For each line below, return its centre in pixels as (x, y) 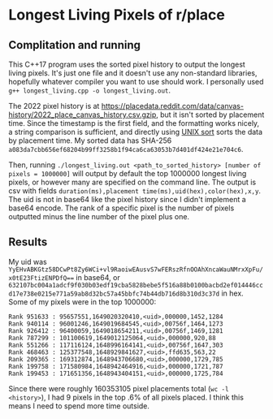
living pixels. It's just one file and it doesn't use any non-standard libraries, (133, 73)
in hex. (232, 293)
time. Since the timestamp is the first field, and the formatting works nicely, (134, 123)
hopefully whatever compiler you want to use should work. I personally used (136, 82)
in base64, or (98, 277)
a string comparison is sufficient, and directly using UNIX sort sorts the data (135, 132)
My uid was (28, 261)
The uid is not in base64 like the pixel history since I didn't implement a (127, 199)
